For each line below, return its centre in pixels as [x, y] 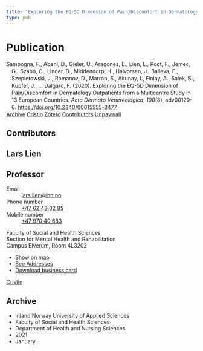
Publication [35, 48]
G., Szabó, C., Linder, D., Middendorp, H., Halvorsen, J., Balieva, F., [95, 71]
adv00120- [179, 100]
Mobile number [25, 215]
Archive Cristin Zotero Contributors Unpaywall [64, 114]
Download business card [46, 271]
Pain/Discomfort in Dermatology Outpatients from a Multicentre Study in [101, 93]
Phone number [25, 202]
